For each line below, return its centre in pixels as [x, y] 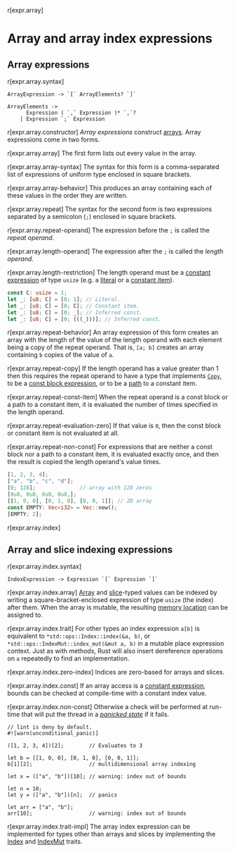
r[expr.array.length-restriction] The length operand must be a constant [109, 272]
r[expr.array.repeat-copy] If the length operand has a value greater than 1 [113, 368]
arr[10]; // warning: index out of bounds [97, 814]
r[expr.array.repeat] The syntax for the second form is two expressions [110, 209]
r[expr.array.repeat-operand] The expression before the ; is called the [108, 230]
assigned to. [25, 615]
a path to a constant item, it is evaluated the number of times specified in [113, 405]
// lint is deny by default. [50, 727]
